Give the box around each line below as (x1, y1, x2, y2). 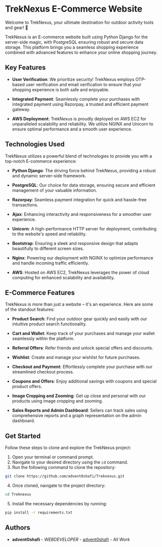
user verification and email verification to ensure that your (26, 81, 142, 87)
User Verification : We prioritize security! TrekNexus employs (12, 76, 135, 82)
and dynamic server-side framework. (12, 173, 86, 178)
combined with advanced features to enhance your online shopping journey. (5, 49, 158, 55)
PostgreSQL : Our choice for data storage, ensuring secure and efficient (12, 182, 156, 188)
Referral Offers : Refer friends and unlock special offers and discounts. (12, 345, 154, 351)
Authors (5, 524, 31, 532)
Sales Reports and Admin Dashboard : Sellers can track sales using (12, 407, 147, 413)
